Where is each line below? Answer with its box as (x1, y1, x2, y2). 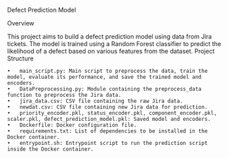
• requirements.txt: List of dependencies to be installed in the (7, 128, 208, 135)
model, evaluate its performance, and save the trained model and (7, 74, 202, 80)
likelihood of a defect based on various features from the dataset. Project (7, 47, 215, 55)
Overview (7, 19, 34, 27)
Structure (7, 54, 34, 63)
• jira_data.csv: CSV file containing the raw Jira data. (7, 98, 184, 104)
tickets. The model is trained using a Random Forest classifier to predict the (7, 40, 222, 47)
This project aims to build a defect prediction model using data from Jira (7, 32, 212, 41)
